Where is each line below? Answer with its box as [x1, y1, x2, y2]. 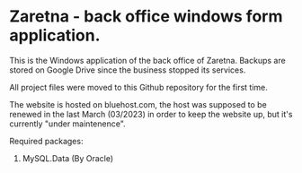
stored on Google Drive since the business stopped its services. [9, 65, 246, 75]
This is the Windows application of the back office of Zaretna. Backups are [9, 55, 286, 65]
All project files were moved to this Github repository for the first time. [9, 82, 268, 92]
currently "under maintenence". [9, 118, 126, 129]
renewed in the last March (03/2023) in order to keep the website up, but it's [9, 108, 293, 119]
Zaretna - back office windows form [9, 6, 283, 27]
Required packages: [9, 135, 84, 146]
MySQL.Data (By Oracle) [22, 152, 114, 163]
